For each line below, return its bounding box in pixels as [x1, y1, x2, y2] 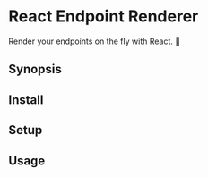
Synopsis [8, 62, 62, 77]
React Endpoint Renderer [8, 6, 199, 27]
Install [8, 92, 44, 107]
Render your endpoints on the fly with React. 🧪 [8, 36, 181, 46]
